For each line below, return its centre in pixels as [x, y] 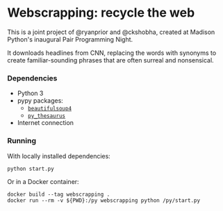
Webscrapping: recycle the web [101, 13]
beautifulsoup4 [49, 109]
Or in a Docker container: [43, 181]
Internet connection [46, 123]
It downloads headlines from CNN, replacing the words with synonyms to [112, 53]
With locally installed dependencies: [59, 156]
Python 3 [30, 93]
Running [22, 141]
